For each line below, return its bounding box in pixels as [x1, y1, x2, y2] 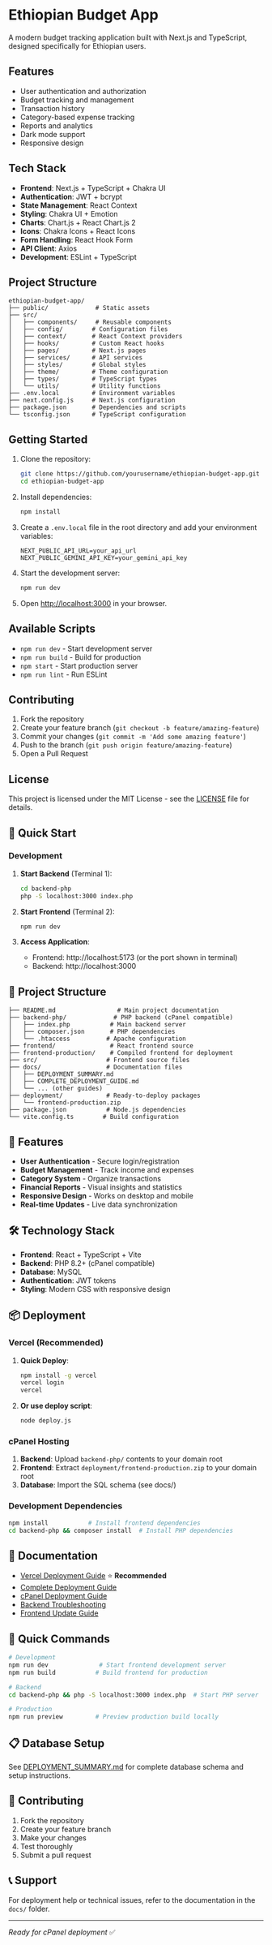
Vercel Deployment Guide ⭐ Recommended [19, 1571, 168, 1581]
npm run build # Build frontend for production [8, 1668, 208, 1676]
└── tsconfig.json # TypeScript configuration [8, 411, 186, 419]
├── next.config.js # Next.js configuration [8, 396, 176, 405]
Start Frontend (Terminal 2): [19, 906, 115, 916]
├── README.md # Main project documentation [8, 1006, 219, 1015]
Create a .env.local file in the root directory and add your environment [19, 522, 257, 532]
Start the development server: [19, 568, 121, 578]
